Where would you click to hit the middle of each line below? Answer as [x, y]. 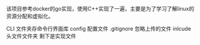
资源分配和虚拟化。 [30, 16]
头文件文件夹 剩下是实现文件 [41, 36]
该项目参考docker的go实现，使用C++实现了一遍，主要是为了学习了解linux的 [100, 9]
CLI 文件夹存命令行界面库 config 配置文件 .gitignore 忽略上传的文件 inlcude [98, 29]
